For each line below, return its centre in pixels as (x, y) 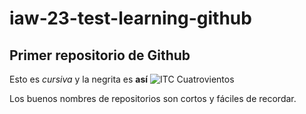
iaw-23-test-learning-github (130, 18)
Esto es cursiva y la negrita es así (79, 79)
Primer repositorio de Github (100, 55)
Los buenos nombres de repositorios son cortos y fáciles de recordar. (153, 98)
